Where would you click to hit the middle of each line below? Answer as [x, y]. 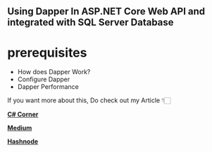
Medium [20, 128]
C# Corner [23, 114]
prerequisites [47, 53]
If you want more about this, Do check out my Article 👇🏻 [89, 100]
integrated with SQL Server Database [91, 23]
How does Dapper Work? [54, 72]
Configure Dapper [44, 79]
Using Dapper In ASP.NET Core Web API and [106, 12]
